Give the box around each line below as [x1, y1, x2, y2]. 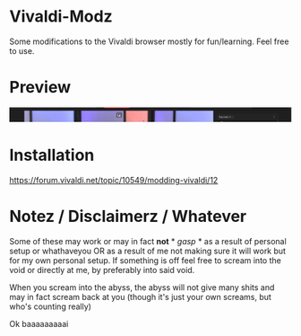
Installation [9, 146, 95, 165]
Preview [9, 77, 72, 98]
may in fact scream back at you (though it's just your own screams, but [9, 291, 271, 302]
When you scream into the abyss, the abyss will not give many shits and [9, 281, 275, 293]
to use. [9, 45, 35, 56]
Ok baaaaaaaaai [9, 318, 69, 329]
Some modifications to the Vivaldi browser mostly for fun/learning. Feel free [9, 36, 289, 47]
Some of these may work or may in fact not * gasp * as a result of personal [9, 235, 287, 246]
